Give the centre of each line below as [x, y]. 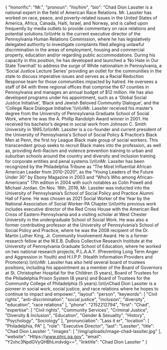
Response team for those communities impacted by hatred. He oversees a [81, 81]
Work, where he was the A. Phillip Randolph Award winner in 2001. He [77, 119]
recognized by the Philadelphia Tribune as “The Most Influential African [79, 166]
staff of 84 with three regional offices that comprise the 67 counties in [77, 87]
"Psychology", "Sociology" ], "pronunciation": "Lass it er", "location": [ [77, 320]
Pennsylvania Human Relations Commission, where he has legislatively [78, 39]
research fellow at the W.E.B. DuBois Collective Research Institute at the [79, 241]
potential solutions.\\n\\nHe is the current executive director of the [73, 34]
